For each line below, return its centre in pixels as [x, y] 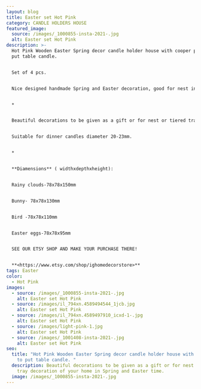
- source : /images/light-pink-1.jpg [57, 326]
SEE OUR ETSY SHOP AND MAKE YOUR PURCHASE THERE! [74, 249]
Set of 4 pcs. [29, 73]
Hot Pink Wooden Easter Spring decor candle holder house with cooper [101, 51]
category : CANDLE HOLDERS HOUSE [46, 23]
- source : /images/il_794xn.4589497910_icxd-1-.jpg [77, 315]
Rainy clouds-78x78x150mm [44, 185]
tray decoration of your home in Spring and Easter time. [91, 371]
